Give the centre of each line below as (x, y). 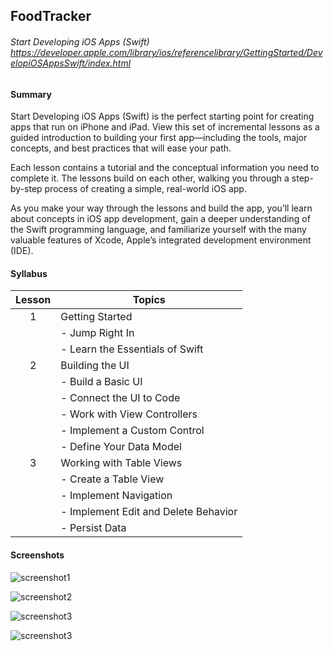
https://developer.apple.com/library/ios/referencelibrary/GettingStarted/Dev (166, 52)
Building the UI (95, 366)
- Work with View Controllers (129, 414)
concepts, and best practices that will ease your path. (121, 148)
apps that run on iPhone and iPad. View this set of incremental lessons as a (165, 127)
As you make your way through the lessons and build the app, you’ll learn (161, 208)
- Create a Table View (112, 479)
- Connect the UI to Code (120, 398)
